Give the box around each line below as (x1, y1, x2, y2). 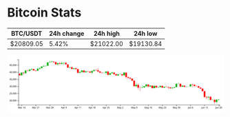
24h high (93, 30, 121, 38)
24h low (133, 30, 158, 38)
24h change (49, 30, 85, 38)
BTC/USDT (11, 30, 43, 38)
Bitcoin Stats (7, 5, 82, 21)
